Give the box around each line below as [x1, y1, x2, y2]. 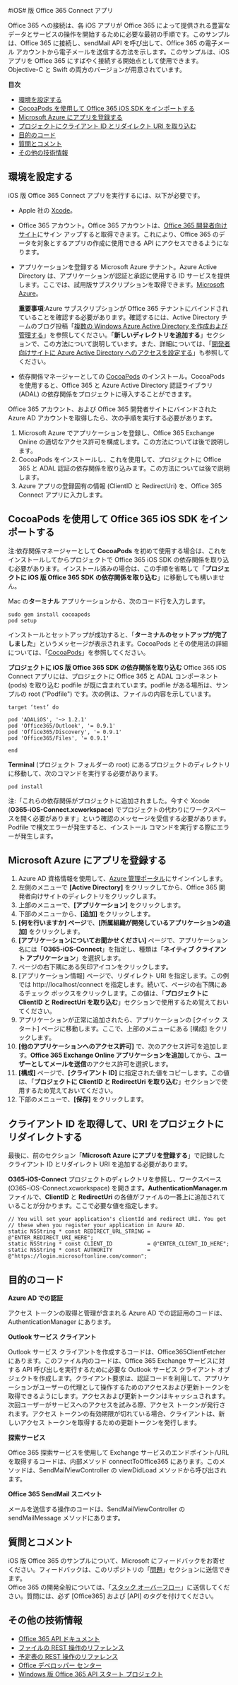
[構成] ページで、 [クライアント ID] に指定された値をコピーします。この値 [18, 1069, 230, 1077]
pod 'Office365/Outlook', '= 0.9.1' [8, 722, 116, 729]
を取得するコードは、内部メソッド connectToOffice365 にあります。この [8, 1458, 220, 1466]
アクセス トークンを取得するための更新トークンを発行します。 [20, 1419, 201, 1427]
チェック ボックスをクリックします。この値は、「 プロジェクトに [24, 989, 208, 998]
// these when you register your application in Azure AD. [8, 1222, 186, 1229]
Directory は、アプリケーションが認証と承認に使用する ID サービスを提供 [18, 271, 230, 280]
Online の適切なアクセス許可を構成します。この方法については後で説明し [18, 437, 230, 446]
